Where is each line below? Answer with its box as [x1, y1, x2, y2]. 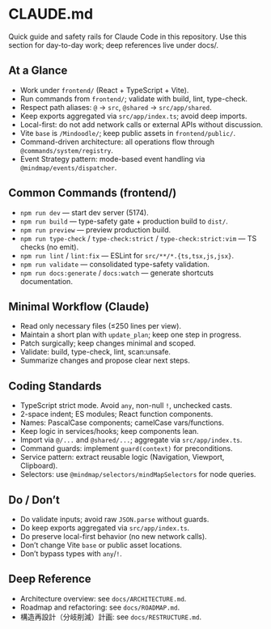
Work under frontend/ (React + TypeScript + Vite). [19, 85, 189, 95]
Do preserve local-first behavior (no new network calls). [19, 532, 208, 541]
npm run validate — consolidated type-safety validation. [19, 259, 210, 269]
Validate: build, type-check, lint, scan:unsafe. [19, 347, 171, 357]
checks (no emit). [19, 242, 79, 252]
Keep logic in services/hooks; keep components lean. [19, 427, 200, 436]
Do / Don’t [8, 493, 61, 507]
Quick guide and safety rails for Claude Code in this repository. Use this [8, 32, 247, 41]
